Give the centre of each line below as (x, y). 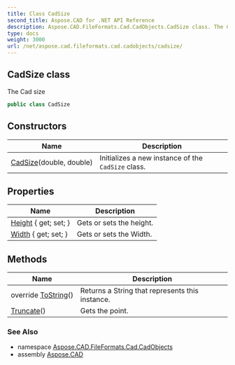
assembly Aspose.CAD (50, 354)
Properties (31, 191)
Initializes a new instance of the (151, 158)
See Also (23, 332)
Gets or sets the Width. (114, 234)
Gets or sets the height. (115, 223)
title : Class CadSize (39, 14)
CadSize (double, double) (52, 162)
